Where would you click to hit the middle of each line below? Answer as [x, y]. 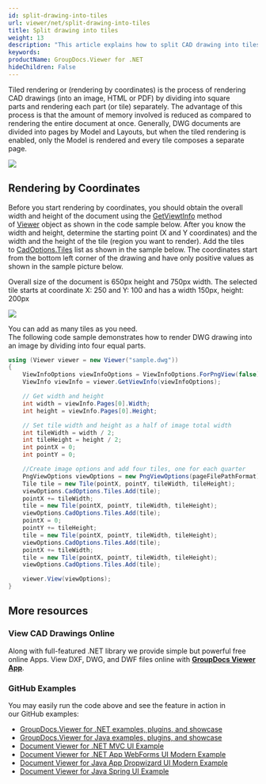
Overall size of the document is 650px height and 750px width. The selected [133, 281]
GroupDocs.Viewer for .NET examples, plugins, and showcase [121, 729]
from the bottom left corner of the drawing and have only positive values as [131, 257]
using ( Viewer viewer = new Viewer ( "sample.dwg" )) [93, 360]
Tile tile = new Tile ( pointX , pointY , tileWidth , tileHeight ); [129, 484]
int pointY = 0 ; [49, 455]
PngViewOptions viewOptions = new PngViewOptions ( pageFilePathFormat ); [143, 476]
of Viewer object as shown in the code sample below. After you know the [127, 224]
